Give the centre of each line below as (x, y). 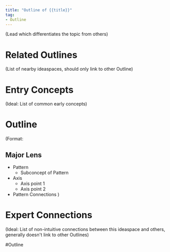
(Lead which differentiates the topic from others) (57, 34)
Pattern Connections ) (36, 194)
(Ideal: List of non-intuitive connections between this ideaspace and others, (85, 229)
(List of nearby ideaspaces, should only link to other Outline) (69, 69)
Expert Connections (49, 215)
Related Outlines (41, 55)
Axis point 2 (33, 189)
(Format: (14, 139)
